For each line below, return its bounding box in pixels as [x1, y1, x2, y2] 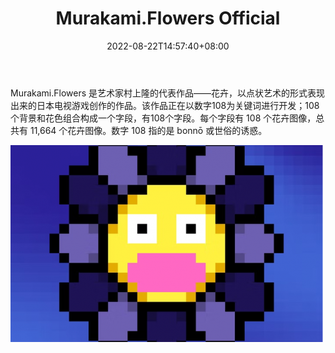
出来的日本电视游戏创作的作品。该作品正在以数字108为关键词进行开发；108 [10, 99, 320, 111]
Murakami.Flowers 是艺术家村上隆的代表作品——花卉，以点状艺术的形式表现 [10, 87, 326, 99]
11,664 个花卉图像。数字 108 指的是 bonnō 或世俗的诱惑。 [29, 124, 268, 136]
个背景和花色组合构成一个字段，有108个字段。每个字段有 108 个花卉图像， [10, 112, 317, 124]
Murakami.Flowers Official [55, 7, 281, 30]
